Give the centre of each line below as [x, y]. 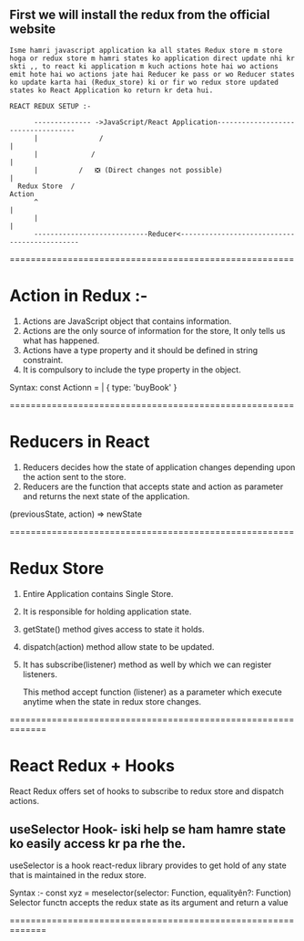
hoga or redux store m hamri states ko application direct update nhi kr [152, 58]
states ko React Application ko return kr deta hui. [111, 90]
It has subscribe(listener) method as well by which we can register [147, 664]
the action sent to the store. [74, 476]
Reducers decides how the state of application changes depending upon [159, 467]
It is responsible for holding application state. [107, 612]
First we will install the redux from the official [140, 15]
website [33, 30]
